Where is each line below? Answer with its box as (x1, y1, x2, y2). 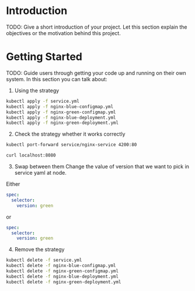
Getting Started (6, 50, 83, 64)
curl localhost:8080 (6, 153, 57, 158)
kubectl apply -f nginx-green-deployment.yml (6, 120, 119, 126)
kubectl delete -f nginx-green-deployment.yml (6, 279, 121, 285)
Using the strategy (14, 86, 60, 94)
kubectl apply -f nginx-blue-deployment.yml (6, 115, 116, 120)
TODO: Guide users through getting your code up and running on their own (6, 69, 187, 77)
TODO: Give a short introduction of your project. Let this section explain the (6, 23, 187, 30)
